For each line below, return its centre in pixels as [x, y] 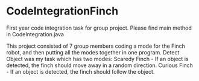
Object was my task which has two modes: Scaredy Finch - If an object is [97, 59]
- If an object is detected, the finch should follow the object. [81, 71]
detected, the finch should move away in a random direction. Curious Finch [99, 65]
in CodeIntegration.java [35, 34]
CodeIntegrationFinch [62, 11]
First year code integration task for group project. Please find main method [99, 28]
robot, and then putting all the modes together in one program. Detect [93, 52]
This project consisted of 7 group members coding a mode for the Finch [96, 46]
